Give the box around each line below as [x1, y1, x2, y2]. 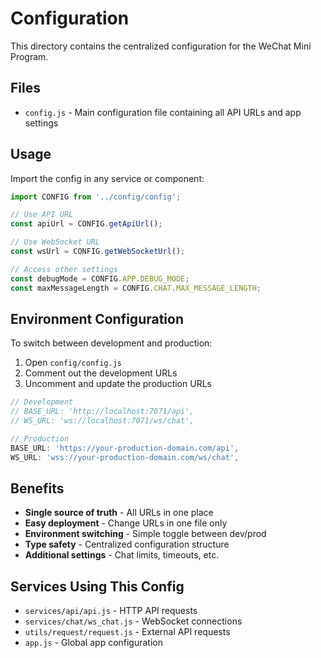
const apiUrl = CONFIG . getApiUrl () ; [10, 219, 163, 229]
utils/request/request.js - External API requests [24, 626, 231, 638]
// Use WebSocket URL [10, 237, 101, 247]
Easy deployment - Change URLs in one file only [24, 517, 228, 529]
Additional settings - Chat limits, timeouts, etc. [24, 549, 220, 561]
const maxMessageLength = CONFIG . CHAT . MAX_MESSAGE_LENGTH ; [10, 283, 262, 293]
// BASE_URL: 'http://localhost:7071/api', [10, 407, 195, 417]
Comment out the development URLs [24, 367, 178, 379]
